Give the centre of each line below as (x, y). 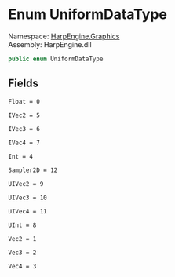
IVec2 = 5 (24, 115)
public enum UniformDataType (56, 59)
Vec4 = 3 (22, 266)
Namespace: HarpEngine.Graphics (64, 36)
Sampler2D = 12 (33, 170)
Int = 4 (21, 156)
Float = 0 (24, 101)
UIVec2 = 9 (26, 184)
